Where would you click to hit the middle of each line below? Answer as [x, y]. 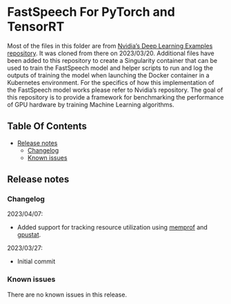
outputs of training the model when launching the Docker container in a [108, 75]
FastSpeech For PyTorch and [91, 12]
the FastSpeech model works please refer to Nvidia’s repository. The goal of [115, 90]
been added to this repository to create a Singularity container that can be [112, 60]
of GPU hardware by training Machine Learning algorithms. [91, 104]
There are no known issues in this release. [67, 294]
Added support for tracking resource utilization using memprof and [112, 227]
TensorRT [36, 27]
